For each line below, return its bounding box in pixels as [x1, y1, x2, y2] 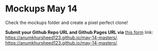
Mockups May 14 [5, 3, 78, 14]
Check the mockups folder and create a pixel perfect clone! [5, 19, 128, 25]
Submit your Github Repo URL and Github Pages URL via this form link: [5, 29, 153, 35]
